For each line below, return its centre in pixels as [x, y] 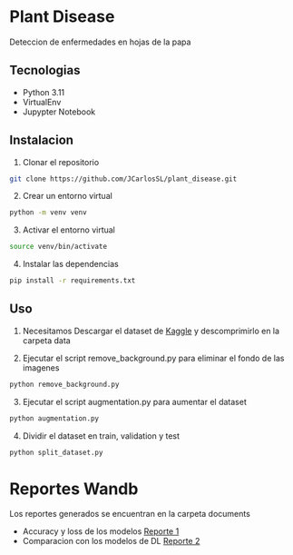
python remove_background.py [64, 384]
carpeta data [46, 340]
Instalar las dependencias [71, 264]
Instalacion [42, 140]
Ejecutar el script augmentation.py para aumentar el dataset [134, 401]
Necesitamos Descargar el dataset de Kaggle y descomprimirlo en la [151, 331]
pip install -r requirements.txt [73, 281]
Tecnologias [45, 70]
